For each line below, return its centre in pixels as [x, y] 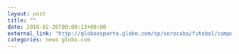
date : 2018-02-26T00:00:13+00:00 [57, 27]
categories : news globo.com [49, 40]
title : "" [22, 20]
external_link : [30, 33]
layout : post [27, 14]
